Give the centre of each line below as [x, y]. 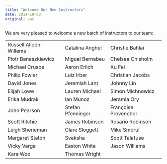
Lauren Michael [83, 91]
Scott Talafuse [127, 138]
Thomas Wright [83, 154]
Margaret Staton [27, 138]
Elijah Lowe [21, 91]
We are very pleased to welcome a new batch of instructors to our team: [79, 33]
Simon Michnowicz [132, 91]
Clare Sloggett [82, 130]
